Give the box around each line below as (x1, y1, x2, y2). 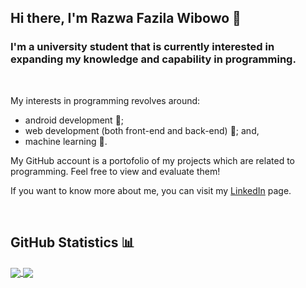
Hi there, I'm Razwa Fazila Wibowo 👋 (10, 10, 242, 27)
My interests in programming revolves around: (10, 94, 201, 106)
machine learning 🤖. (24, 135, 108, 147)
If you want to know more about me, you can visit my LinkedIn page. (10, 184, 292, 196)
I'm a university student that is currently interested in (10, 40, 275, 54)
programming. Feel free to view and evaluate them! (10, 165, 221, 177)
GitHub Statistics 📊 (10, 234, 135, 251)
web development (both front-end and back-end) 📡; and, (24, 124, 260, 136)
